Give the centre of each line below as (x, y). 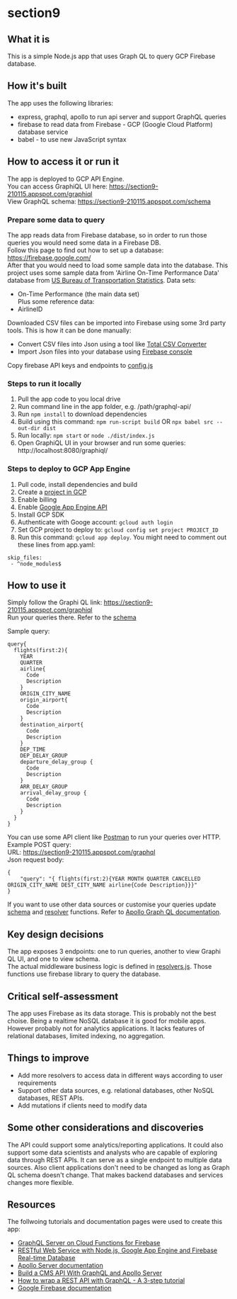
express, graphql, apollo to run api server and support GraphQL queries (122, 117)
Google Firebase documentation (64, 1288)
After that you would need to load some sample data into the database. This (118, 265)
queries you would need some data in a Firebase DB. (84, 242)
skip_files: (25, 558)
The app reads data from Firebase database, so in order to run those (107, 235)
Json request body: (36, 860)
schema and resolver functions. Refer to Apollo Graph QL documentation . (114, 912)
